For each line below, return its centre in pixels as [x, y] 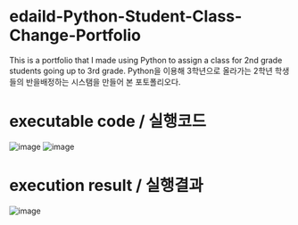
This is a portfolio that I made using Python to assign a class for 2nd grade [146, 60]
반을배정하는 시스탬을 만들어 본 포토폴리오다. [103, 81]
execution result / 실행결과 [106, 186]
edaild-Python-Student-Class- [126, 17]
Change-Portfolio [75, 35]
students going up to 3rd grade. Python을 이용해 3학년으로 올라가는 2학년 [141, 71]
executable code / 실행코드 [108, 121]
